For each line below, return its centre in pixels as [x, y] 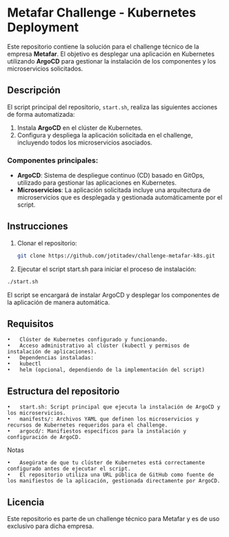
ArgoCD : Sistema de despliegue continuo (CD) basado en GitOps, [111, 176]
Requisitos [30, 324]
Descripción [34, 90]
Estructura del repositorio [63, 391]
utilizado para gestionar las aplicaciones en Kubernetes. [97, 183]
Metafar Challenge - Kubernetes [102, 13]
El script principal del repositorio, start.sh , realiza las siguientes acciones [112, 107]
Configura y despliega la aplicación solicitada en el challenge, [105, 135]
